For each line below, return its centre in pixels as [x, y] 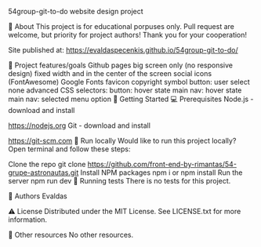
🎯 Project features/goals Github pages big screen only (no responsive [121, 65]
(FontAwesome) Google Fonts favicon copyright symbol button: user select [129, 82]
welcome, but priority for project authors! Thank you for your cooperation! [128, 35]
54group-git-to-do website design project [76, 11]
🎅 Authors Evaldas [38, 196]
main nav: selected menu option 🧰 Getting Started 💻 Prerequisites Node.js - [131, 99]
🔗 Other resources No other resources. [71, 235]
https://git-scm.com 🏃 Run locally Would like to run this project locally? [122, 141]
